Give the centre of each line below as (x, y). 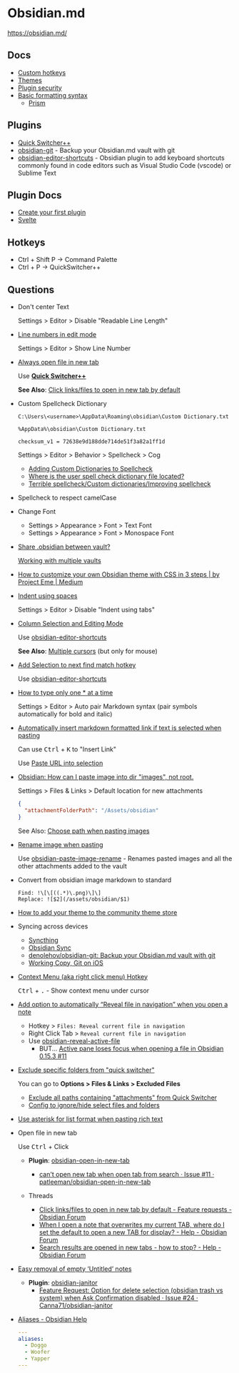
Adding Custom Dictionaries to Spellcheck (91, 468)
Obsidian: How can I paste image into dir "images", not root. (106, 777)
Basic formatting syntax (52, 95)
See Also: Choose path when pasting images (83, 831)
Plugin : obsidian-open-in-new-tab (79, 1160)
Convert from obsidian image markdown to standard (95, 880)
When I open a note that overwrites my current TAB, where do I (132, 1225)
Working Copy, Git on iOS (66, 963)
